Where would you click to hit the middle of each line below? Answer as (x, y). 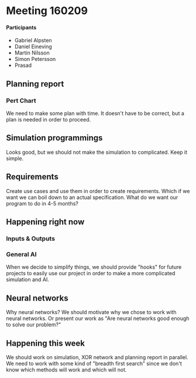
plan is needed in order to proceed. (49, 120)
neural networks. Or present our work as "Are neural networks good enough (98, 319)
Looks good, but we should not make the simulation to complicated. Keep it (97, 152)
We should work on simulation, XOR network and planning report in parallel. (97, 357)
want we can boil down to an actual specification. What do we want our (92, 197)
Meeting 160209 (47, 11)
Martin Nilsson (32, 53)
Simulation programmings (54, 138)
